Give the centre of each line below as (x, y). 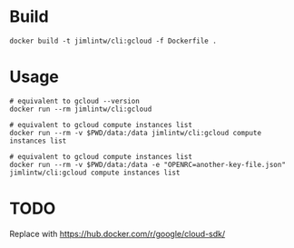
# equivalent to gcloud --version (75, 101)
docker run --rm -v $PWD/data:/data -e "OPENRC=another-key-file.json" (147, 164)
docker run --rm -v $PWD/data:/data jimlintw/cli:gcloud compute (135, 133)
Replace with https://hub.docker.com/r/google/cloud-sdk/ (118, 233)
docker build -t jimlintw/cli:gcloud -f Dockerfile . (113, 41)
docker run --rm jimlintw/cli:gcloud (81, 109)
